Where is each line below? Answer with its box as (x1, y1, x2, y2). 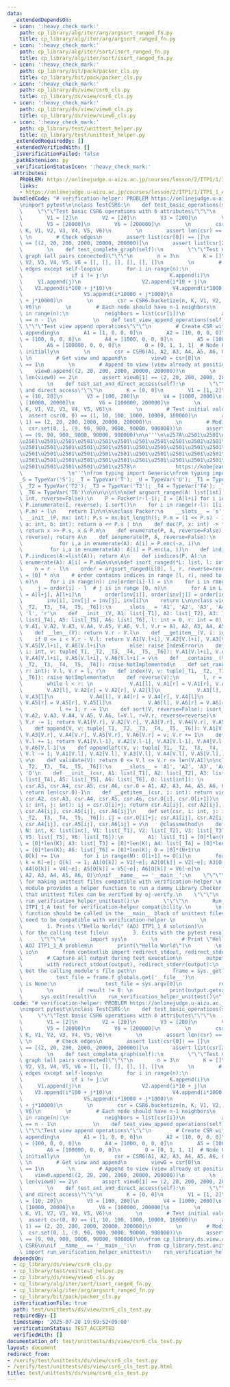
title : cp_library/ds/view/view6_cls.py (19, 112, 136, 119)
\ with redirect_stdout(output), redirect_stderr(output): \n (19, 961, 219, 968)
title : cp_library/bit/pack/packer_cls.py (19, 73, 142, 81)
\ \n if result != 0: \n (19, 987, 133, 994)
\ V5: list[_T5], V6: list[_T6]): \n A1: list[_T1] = (19, 834, 194, 840)
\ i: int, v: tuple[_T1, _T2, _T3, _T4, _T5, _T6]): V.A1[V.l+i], (19, 648, 213, 656)
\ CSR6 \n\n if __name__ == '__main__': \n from (19, 1242, 161, 1249)
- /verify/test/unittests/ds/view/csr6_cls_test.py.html (7, 1364, 173, 1371)
